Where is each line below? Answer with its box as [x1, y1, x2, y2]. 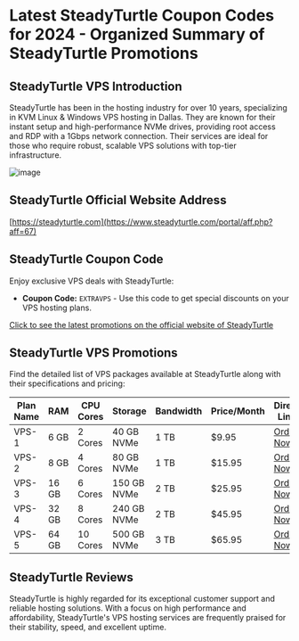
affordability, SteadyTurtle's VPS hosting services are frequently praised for [9, 612, 287, 623]
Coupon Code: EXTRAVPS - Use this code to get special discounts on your [21, 292, 289, 303]
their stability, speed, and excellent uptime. [9, 621, 167, 633]
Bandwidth [155, 405, 203, 417]
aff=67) [9, 226, 37, 236]
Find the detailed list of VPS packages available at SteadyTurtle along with [9, 369, 282, 380]
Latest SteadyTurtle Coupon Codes [9, 5, 275, 26]
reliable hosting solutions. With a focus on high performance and [9, 603, 246, 613]
